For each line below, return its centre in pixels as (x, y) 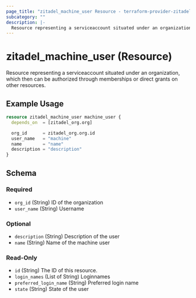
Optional (18, 224)
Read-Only (22, 258)
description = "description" (47, 150)
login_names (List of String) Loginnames (62, 277)
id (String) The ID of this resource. (56, 271)
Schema (21, 173)
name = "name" (38, 144)
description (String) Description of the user (67, 237)
